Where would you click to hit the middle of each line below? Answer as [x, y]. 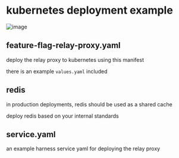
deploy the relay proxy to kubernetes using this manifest [75, 59]
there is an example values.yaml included [57, 71]
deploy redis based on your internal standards [62, 116]
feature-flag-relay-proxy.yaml [63, 45]
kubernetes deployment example [90, 10]
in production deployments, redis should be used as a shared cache [89, 104]
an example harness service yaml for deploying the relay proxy [83, 148]
